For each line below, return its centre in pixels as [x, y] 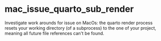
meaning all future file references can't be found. [55, 33]
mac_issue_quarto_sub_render [69, 9]
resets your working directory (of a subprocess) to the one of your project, [80, 28]
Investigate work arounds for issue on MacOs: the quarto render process [79, 23]
